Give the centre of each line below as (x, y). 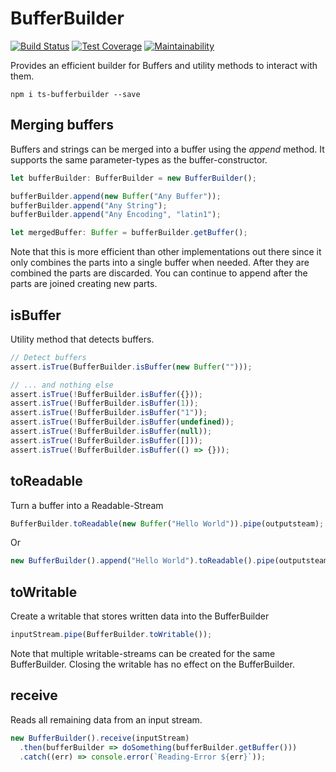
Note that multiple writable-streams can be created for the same (143, 653)
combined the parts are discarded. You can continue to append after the (159, 273)
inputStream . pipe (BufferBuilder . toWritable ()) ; (111, 635)
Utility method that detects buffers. (82, 339)
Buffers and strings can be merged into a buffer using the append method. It (167, 149)
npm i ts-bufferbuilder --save (75, 94)
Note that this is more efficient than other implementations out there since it (166, 252)
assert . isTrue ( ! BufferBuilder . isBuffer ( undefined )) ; (122, 422)
